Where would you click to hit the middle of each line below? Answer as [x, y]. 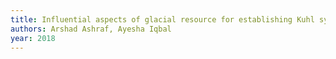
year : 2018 [33, 38]
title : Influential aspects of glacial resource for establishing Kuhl [162, 19]
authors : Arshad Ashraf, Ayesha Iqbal [91, 29]
